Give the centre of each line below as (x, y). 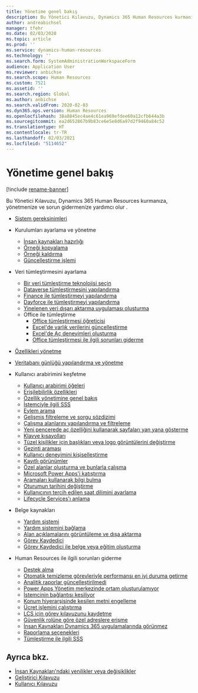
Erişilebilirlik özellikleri (50, 391)
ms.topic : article (29, 39)
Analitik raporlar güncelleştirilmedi (65, 582)
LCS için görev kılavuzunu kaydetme (67, 613)
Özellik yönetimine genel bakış (60, 398)
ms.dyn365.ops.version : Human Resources (57, 111)
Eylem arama (39, 410)
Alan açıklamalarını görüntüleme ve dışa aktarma (82, 534)
